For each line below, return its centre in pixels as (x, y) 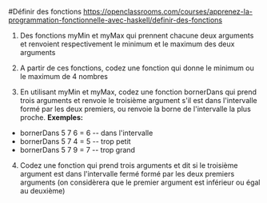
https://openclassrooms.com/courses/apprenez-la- (168, 12)
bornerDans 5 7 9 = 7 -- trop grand (78, 150)
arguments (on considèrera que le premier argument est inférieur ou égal (140, 182)
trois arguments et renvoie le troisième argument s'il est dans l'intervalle (138, 100)
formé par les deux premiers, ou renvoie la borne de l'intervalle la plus (135, 109)
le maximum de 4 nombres (64, 76)
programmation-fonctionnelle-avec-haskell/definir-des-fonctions (115, 20)
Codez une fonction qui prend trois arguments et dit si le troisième (129, 165)
